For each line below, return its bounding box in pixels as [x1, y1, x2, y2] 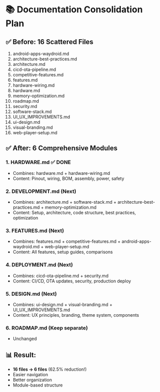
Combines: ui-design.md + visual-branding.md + [12, 301, 113, 307]
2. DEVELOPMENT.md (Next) [5, 188, 76, 195]
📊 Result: [5, 350, 36, 359]
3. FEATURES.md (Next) [5, 227, 64, 234]
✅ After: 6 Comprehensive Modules [5, 144, 118, 153]
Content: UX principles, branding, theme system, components [12, 312, 139, 318]
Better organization [12, 377, 53, 383]
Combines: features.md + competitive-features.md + [12, 238, 121, 244]
